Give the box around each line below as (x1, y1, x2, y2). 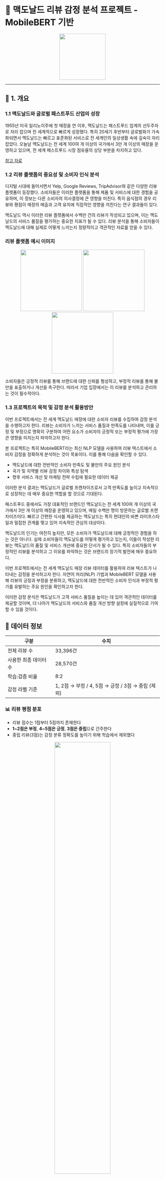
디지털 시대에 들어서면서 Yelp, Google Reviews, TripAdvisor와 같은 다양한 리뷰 (5, 183, 157, 189)
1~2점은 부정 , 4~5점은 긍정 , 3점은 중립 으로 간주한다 (12, 725, 112, 731)
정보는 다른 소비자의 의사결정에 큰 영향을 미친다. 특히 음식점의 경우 (24, 195, 152, 201)
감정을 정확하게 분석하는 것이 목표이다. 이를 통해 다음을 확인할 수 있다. (14, 451, 148, 457)
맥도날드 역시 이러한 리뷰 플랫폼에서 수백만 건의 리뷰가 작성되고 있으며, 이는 (5, 212, 149, 218)
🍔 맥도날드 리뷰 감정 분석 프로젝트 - (5, 4, 138, 16)
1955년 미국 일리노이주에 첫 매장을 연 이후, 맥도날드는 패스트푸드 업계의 (5, 123, 141, 128)
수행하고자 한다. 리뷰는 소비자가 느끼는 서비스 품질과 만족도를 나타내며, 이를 (10, 422, 155, 428)
